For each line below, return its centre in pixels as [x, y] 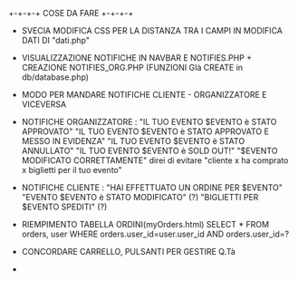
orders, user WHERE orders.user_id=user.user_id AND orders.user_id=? [155, 234]
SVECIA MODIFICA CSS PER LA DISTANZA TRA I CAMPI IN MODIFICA [152, 30]
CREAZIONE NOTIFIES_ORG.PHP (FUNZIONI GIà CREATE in [132, 68]
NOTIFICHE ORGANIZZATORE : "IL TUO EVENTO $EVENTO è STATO [149, 122]
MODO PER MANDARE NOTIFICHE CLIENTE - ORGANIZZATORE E [144, 95]
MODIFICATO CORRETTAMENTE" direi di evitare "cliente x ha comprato [155, 160]
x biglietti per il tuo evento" [72, 170]
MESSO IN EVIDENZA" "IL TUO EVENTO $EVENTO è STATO [133, 141]
